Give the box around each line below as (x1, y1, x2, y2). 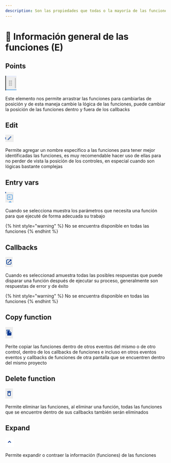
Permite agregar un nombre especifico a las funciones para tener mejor (5, 147, 155, 153)
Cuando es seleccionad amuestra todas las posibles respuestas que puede (5, 273, 163, 279)
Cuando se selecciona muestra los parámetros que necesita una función (5, 208, 158, 214)
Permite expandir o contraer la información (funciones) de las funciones (5, 452, 156, 458)
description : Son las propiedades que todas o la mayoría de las (5, 8, 147, 13)
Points (5, 62, 26, 71)
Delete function (5, 374, 56, 383)
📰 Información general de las (5, 31, 129, 42)
